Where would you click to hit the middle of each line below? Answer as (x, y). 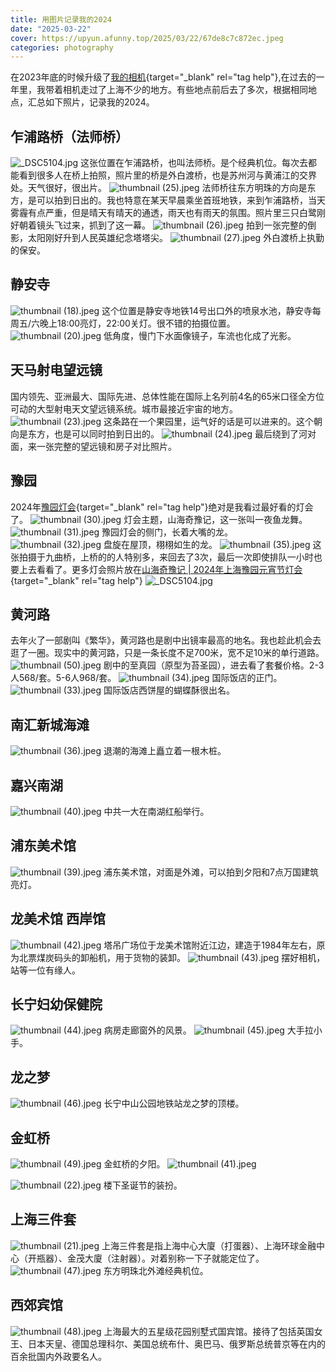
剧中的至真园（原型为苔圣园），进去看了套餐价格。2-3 (214, 665)
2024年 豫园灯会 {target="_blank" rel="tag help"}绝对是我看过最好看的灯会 (162, 507)
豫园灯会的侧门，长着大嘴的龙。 (167, 532)
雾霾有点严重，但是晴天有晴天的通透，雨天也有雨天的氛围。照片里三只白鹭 (163, 213)
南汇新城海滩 (50, 724)
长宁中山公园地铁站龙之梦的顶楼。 (174, 1103)
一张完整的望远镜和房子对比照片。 (106, 446)
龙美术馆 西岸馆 (58, 919)
